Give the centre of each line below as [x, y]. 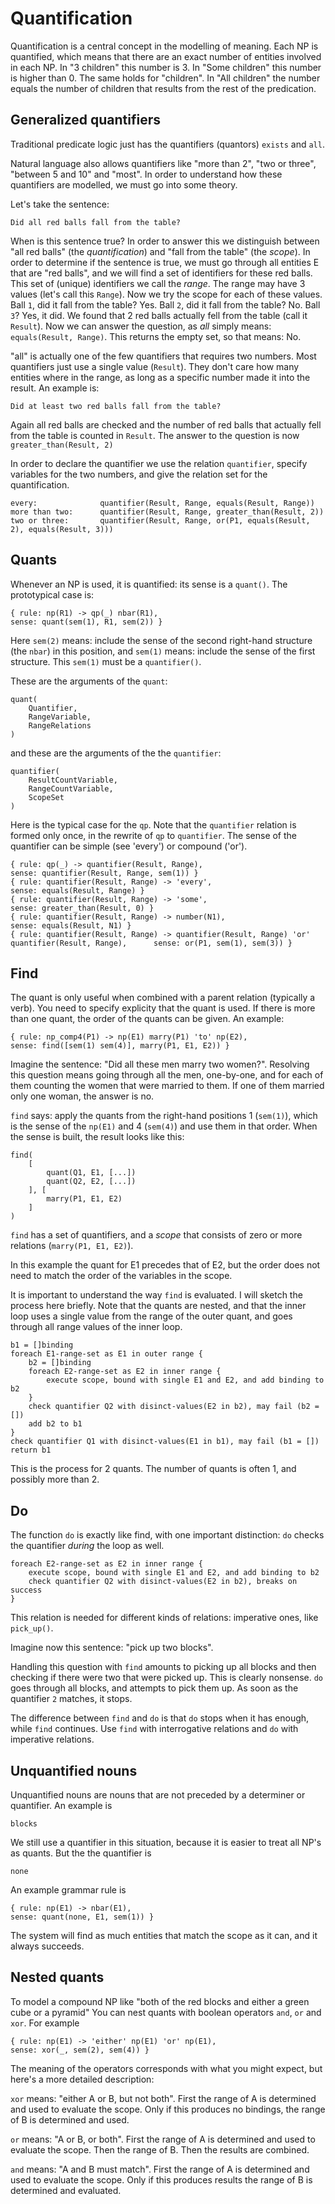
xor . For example [45, 2023]
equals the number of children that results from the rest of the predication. [163, 88]
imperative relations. [52, 1739]
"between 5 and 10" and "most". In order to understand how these [146, 174]
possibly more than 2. [55, 1479]
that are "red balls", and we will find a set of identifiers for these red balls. [161, 273]
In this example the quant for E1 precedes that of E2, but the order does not [165, 1265]
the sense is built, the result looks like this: [97, 1137]
